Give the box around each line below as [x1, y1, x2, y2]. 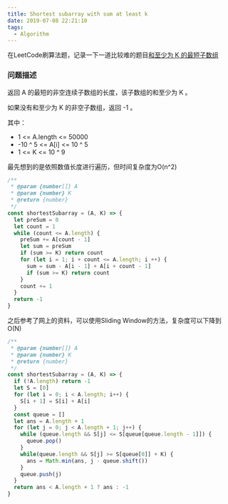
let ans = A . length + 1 [14, 418, 84, 425]
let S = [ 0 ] [14, 384, 50, 392]
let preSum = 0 [14, 216, 59, 223]
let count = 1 [14, 222, 56, 230]
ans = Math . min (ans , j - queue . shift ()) [26, 457, 148, 464]
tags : [7, 24, 24, 31]
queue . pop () [26, 438, 62, 445]
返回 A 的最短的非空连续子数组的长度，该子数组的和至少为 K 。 [7, 88, 192, 96]
